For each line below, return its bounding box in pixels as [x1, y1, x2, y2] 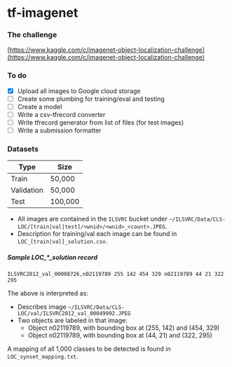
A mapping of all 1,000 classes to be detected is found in [7, 345, 171, 353]
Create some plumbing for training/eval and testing [17, 95, 165, 103]
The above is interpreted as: [7, 289, 89, 298]
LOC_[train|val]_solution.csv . [17, 237, 108, 246]
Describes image [17, 303, 67, 311]
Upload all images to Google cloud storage [17, 86, 141, 95]
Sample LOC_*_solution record [7, 254, 98, 262]
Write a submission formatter [17, 126, 102, 134]
